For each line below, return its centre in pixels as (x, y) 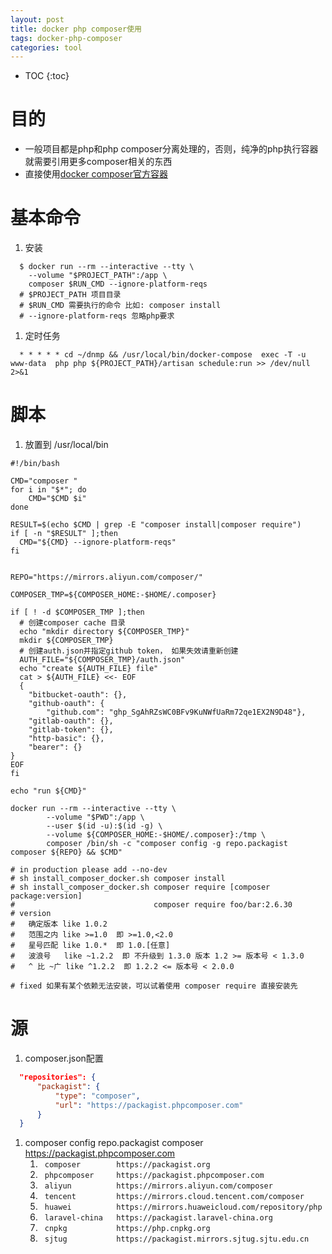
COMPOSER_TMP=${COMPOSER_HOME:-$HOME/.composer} (113, 595)
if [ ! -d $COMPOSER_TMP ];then (77, 612)
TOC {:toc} (47, 76)
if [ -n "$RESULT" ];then (64, 534)
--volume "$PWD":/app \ (95, 817)
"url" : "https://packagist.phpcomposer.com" (149, 1105)
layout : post (37, 19)
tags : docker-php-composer (66, 38)
